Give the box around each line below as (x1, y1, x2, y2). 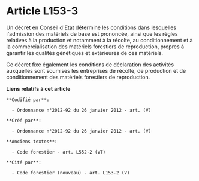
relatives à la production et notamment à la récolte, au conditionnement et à (6, 36, 193, 44)
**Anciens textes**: (6, 139, 58, 145)
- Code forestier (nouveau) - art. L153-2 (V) (11, 170, 130, 176)
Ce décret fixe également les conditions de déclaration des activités (6, 61, 174, 68)
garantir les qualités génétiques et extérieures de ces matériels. (6, 49, 164, 56)
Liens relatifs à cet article (6, 85, 71, 92)
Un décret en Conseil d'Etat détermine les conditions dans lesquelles (6, 24, 177, 31)
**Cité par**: (6, 159, 42, 165)
